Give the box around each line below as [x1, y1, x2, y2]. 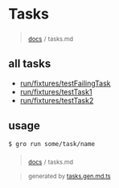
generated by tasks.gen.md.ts [27, 173, 111, 181]
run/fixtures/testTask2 [19, 95, 94, 105]
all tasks [8, 57, 51, 71]
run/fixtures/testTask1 [19, 86, 92, 97]
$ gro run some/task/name [8, 140, 95, 148]
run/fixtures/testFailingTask [19, 78, 111, 88]
